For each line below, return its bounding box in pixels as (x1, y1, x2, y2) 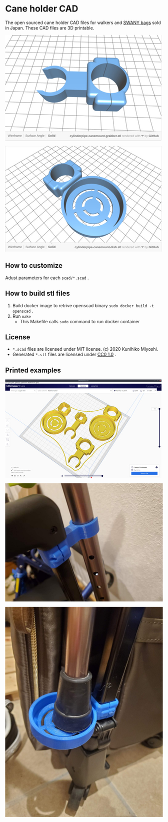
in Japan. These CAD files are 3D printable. (5, 25, 94, 31)
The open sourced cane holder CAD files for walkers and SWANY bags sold (5, 20, 161, 26)
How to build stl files (5, 289, 70, 298)
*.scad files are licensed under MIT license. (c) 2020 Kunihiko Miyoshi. (12, 346, 158, 352)
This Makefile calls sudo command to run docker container (19, 318, 140, 324)
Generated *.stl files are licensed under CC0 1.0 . (12, 351, 116, 358)
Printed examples (5, 366, 61, 374)
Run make (12, 313, 31, 319)
